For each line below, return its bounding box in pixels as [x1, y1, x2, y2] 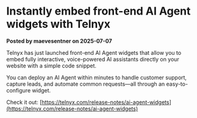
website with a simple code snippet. [6, 62, 96, 69]
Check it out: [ [6, 99, 42, 106]
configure [6, 86, 31, 94]
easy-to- [166, 80, 188, 88]
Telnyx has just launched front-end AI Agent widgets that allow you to [6, 49, 182, 56]
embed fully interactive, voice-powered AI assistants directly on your [6, 55, 180, 63]
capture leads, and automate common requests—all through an [6, 80, 165, 88]
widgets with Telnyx [6, 17, 111, 31]
